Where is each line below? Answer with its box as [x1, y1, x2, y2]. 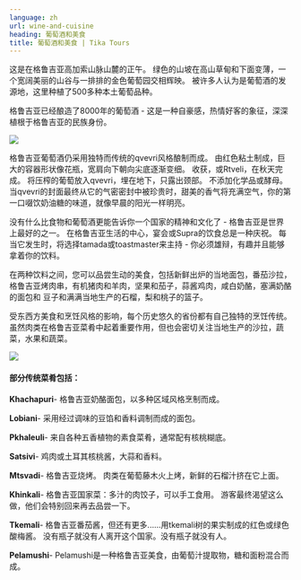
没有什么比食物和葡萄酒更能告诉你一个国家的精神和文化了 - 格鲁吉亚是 [9, 216, 269, 227]
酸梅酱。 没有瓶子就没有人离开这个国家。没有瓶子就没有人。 [9, 531, 231, 541]
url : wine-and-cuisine [9, 22, 94, 31]
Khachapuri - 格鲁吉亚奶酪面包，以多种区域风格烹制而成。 [9, 394, 225, 405]
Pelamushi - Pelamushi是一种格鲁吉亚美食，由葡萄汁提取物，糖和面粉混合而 [9, 549, 289, 561]
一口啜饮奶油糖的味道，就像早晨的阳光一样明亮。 [9, 198, 190, 208]
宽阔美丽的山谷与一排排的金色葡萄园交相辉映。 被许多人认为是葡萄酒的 [16, 75, 279, 86]
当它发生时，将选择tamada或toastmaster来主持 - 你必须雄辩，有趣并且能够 [9, 239, 285, 250]
